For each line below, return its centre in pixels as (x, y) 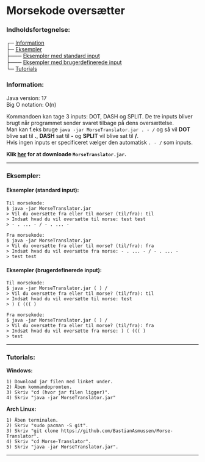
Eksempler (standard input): (43, 190)
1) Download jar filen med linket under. (60, 382)
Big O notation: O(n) (31, 104)
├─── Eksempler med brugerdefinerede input (64, 62)
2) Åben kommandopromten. (39, 387)
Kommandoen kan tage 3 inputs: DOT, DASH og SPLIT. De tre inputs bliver (100, 116)
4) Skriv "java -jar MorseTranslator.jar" (61, 398)
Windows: (20, 370)
